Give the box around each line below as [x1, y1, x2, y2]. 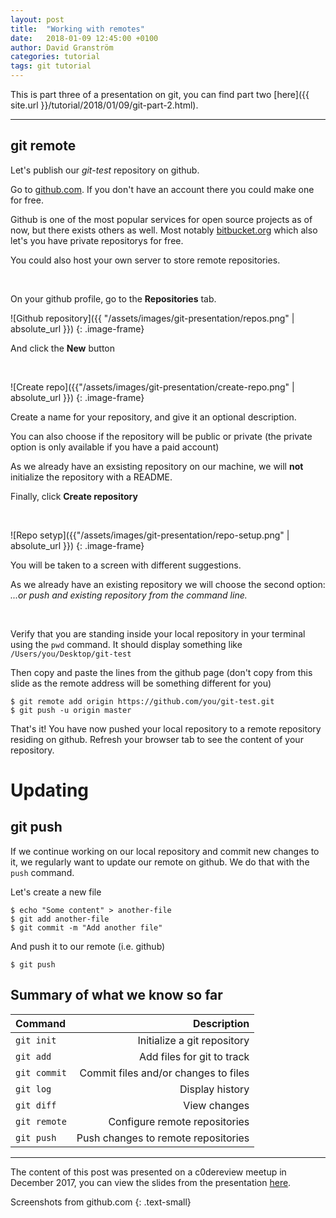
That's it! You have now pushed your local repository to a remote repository [10, 722, 322, 735]
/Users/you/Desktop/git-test [10, 649, 132, 659]
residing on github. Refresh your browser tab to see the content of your [10, 733, 304, 745]
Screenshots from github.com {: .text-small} [10, 1196, 192, 1208]
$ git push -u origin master [10, 705, 132, 715]
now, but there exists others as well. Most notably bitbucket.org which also [10, 224, 318, 236]
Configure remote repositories [108, 1114, 250, 1128]
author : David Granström [10, 42, 114, 53]
